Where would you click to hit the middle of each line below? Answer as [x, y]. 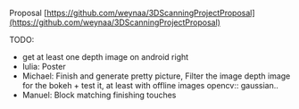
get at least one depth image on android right [105, 57]
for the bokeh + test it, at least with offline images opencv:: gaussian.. [150, 85]
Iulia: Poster [44, 67]
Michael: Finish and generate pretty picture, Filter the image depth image [156, 76]
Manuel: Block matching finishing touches [99, 95]
